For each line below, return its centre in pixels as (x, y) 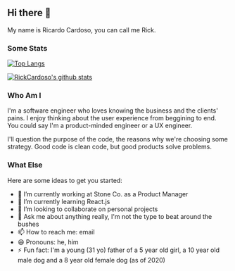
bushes (28, 224)
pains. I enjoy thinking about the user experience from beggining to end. (112, 118)
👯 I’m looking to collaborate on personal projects (88, 209)
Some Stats (27, 48)
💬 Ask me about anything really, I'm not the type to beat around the (115, 216)
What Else (25, 165)
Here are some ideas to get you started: (65, 180)
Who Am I (24, 96)
